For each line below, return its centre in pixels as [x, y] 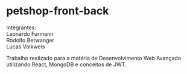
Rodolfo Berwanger [30, 40]
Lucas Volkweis [26, 47]
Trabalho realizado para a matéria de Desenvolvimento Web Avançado [94, 58]
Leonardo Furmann [30, 33]
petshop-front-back [58, 11]
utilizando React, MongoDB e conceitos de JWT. [66, 64]
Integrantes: [21, 27]
